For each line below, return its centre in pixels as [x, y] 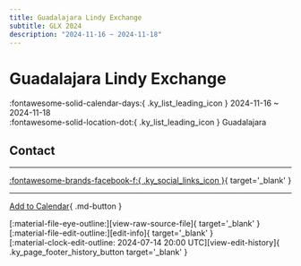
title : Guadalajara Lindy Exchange [76, 17]
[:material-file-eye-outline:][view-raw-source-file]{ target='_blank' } [135, 224]
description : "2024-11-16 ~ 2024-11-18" [86, 34]
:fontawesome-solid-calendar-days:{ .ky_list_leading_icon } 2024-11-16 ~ [144, 103]
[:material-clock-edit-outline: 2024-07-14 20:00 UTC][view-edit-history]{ [145, 243]
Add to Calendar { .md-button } [66, 206]
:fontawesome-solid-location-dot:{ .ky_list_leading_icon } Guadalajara [138, 123]
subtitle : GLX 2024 [46, 26]
